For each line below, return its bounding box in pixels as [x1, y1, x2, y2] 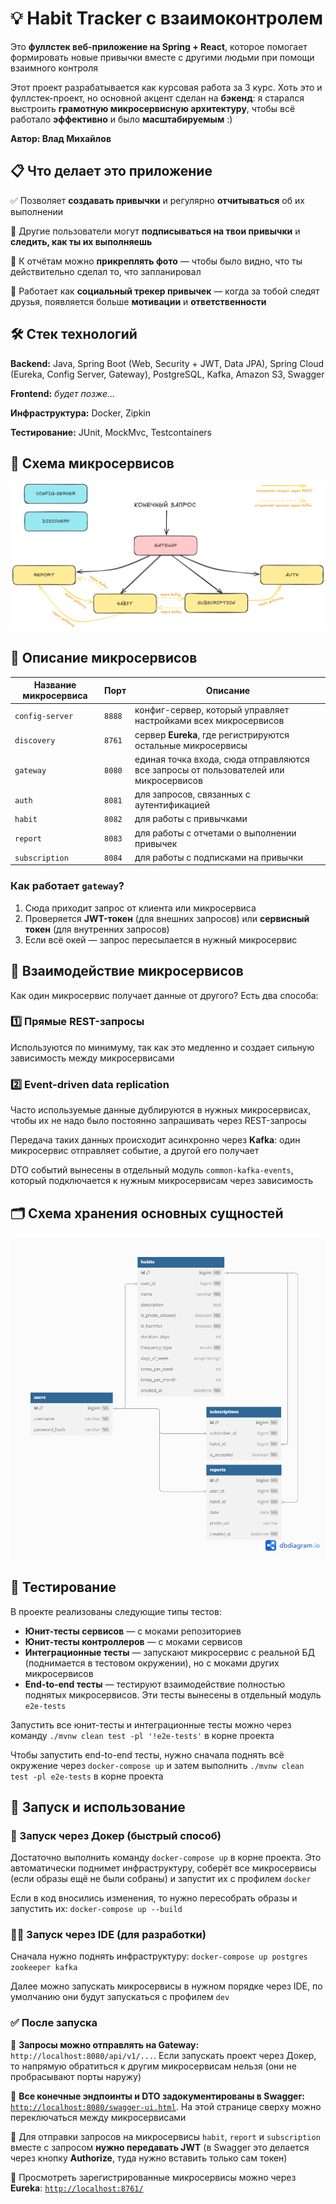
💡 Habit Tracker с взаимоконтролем [10, 7, 323, 30]
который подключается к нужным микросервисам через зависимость [10, 1175, 314, 1187]
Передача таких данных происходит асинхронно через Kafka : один [10, 1134, 301, 1146]
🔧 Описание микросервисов [10, 650, 198, 667]
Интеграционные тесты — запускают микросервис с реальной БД [24, 1646, 315, 1658]
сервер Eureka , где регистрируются [134, 728, 290, 741]
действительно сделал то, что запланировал [10, 265, 202, 277]
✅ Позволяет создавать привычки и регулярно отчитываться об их [10, 194, 305, 206]
